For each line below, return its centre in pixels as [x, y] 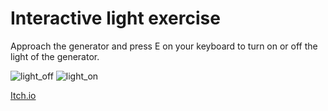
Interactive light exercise [115, 18]
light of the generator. [55, 56]
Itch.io [23, 95]
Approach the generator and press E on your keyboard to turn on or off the [164, 46]
